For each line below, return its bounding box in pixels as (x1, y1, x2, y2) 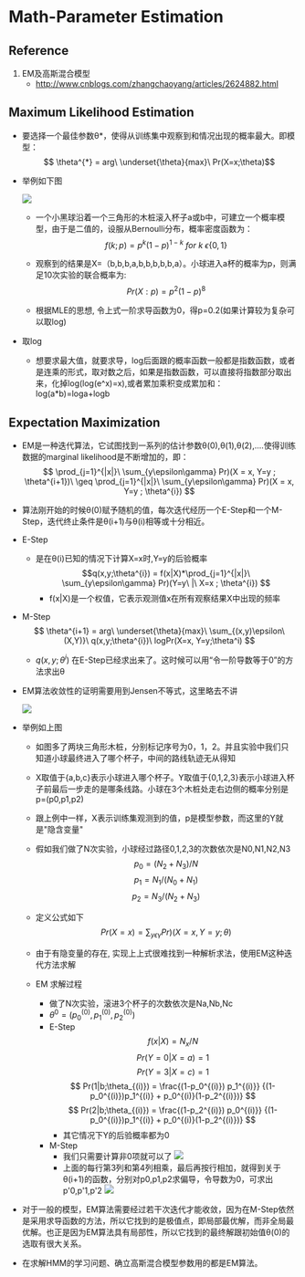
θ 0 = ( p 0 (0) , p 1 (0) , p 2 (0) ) (48, 1008, 136, 1023)
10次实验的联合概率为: (43, 269, 127, 280)
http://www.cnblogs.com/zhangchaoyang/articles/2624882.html (35, 79, 279, 89)
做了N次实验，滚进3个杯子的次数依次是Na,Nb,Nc (48, 998, 234, 1009)
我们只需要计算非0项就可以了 (62, 1151, 173, 1162)
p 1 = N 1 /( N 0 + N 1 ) (133, 874, 198, 887)
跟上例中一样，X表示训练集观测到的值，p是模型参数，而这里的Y (35, 812, 276, 823)
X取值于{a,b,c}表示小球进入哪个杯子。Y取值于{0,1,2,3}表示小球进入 (35, 771, 287, 782)
